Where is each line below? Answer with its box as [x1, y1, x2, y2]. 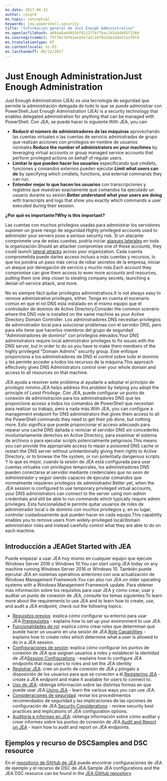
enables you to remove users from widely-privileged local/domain [5, 517, 141, 523]
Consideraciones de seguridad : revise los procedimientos [12, 692, 131, 699]
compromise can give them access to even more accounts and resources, [5, 270, 158, 276]
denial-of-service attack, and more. [5, 280, 78, 286]
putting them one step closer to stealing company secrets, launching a [5, 275, 150, 281]
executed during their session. [12, 203, 75, 209]
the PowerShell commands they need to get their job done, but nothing [5, 416, 151, 422]
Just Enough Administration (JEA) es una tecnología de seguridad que [5, 98, 150, 104]
